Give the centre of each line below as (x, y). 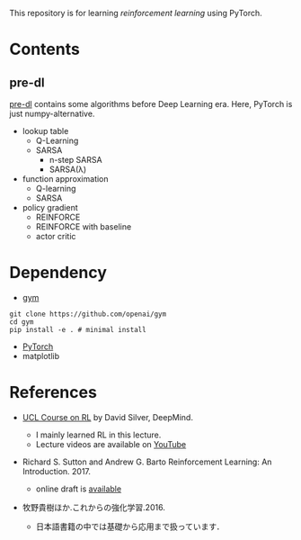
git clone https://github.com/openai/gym (88, 314)
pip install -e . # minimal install (78, 329)
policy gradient (50, 207)
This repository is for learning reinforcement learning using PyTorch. (136, 13)
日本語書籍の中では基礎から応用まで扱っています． (130, 526)
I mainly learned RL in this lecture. (98, 435)
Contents (45, 49)
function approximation (66, 179)
